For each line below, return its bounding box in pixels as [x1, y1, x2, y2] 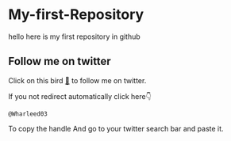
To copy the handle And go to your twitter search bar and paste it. [8, 124, 224, 133]
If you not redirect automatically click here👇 [8, 91, 152, 101]
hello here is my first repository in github [8, 32, 141, 41]
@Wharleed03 [8, 109, 48, 118]
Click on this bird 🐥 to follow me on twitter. [8, 75, 147, 85]
